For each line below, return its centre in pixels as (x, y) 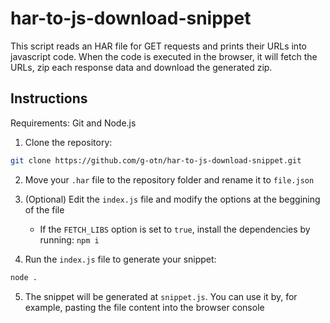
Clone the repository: (68, 142)
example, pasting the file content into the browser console (144, 307)
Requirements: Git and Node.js (73, 123)
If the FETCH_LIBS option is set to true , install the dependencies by (175, 229)
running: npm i (69, 239)
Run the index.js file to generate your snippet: (120, 259)
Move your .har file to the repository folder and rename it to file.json (169, 179)
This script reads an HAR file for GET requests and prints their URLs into (158, 46)
